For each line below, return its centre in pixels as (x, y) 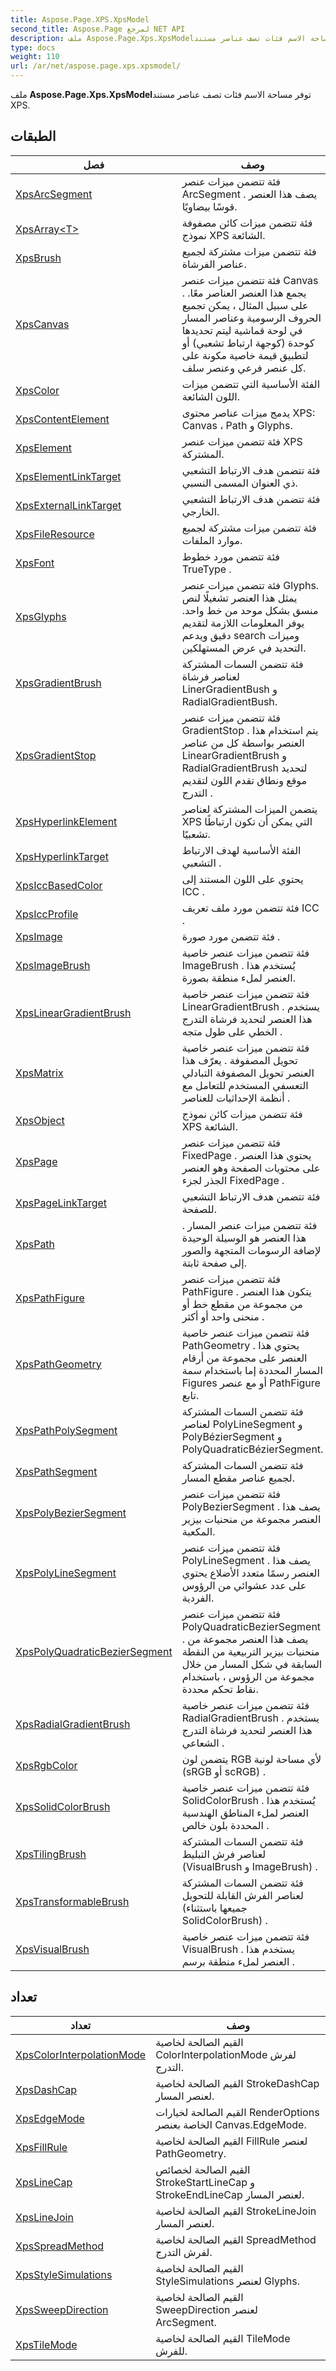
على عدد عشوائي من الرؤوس (244, 1585)
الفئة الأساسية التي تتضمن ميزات (251, 384)
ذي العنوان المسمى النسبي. (239, 483)
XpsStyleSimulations (64, 2274)
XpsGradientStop (56, 755)
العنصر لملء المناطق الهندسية (245, 1813)
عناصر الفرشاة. (214, 264)
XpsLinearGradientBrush (73, 1013)
